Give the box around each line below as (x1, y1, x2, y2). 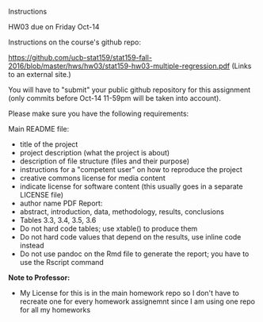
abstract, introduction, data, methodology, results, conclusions (19, 207, 224, 217)
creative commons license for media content (19, 174, 166, 182)
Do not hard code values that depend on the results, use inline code (19, 232, 242, 241)
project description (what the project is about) (19, 148, 170, 157)
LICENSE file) (19, 190, 64, 199)
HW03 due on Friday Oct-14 (8, 22, 101, 31)
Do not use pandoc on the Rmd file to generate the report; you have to (19, 249, 250, 259)
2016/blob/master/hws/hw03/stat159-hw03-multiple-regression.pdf (8, 61, 231, 71)
